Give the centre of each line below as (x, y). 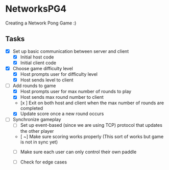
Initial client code (38, 63)
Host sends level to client (47, 80)
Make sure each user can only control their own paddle (78, 152)
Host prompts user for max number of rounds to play (76, 92)
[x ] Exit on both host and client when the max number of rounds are (92, 103)
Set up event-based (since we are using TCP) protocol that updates (91, 125)
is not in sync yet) (39, 142)
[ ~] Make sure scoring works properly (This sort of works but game (92, 136)
